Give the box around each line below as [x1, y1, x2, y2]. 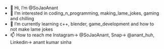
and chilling [10, 16, 34, 21]
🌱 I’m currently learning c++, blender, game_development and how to [10, 21, 154, 27]
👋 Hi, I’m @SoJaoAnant [10, 5, 59, 11]
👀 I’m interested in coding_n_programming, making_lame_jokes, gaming [10, 10, 159, 16]
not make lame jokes [10, 26, 53, 32]
